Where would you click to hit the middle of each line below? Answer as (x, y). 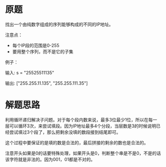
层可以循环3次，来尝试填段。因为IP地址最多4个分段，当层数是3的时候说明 (81, 126)
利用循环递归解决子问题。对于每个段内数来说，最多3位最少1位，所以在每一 (81, 119)
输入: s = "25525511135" (30, 72)
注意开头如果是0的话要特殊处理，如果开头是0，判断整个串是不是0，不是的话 (83, 153)
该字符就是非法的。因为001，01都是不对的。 (50, 159)
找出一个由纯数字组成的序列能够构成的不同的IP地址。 (59, 24)
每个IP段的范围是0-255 (36, 45)
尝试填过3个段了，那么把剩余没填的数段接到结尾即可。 (65, 132)
